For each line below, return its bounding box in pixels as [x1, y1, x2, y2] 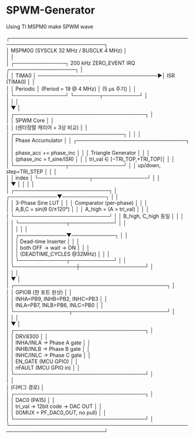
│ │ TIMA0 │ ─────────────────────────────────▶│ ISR [6, 72, 175, 79]
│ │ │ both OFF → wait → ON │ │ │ [6, 244, 90, 251]
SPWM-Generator [6, 4, 96, 17]
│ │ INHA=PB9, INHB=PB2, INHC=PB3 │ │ [6, 295, 108, 302]
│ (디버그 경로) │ [6, 383, 45, 390]
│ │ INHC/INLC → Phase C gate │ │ [6, 351, 91, 359]
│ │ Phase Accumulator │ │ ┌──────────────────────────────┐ [6, 137, 190, 144]
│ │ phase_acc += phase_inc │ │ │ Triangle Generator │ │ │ [6, 149, 151, 156]
